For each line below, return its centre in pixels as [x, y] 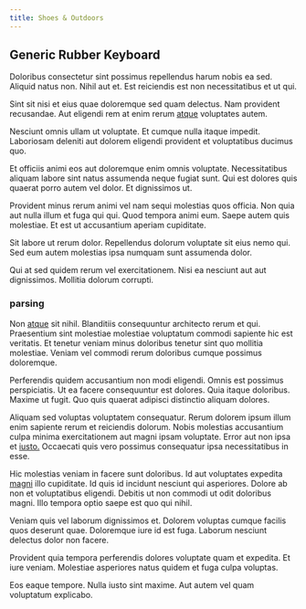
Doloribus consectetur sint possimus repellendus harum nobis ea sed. [141, 77]
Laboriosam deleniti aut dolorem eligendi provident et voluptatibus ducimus [152, 142]
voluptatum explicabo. [51, 594]
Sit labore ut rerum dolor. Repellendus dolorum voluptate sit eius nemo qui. [150, 243]
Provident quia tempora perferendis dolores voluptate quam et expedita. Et [150, 557]
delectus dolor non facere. [59, 540]
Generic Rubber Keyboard [85, 55]
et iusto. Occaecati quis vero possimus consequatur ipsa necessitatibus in [149, 446]
